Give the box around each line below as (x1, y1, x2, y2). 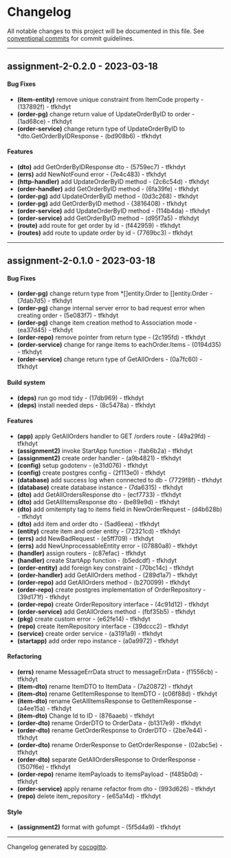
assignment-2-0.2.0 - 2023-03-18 (7, 61, 158, 72)
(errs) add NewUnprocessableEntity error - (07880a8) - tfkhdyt (16, 541, 198, 550)
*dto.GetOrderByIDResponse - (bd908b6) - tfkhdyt (16, 131, 162, 140)
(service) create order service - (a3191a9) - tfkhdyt (16, 629, 163, 637)
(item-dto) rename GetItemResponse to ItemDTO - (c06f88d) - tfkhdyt (16, 689, 218, 698)
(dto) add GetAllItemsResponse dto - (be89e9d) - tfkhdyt (16, 497, 180, 506)
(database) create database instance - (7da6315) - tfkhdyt (16, 483, 184, 491)
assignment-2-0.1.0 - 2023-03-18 (7, 255, 156, 267)
